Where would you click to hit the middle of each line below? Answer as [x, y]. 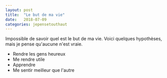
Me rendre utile [29, 60]
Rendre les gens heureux [39, 54]
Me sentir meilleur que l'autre [44, 70]
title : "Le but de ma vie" [35, 15]
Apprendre [24, 65]
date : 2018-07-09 [26, 19]
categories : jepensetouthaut [36, 24]
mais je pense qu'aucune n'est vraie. [44, 44]
